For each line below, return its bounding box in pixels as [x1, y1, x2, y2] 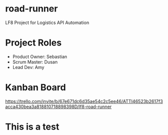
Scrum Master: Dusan [12, 58, 58, 65]
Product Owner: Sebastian [12, 53, 67, 59]
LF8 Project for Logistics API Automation [5, 19, 90, 25]
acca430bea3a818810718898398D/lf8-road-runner [5, 103, 112, 109]
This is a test [5, 121, 59, 132]
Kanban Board [5, 82, 66, 93]
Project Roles [5, 37, 62, 48]
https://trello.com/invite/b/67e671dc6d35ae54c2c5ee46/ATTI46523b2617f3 [5, 98, 163, 104]
